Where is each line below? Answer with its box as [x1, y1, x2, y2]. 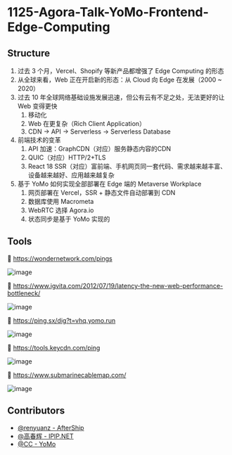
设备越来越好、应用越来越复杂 [27, 171, 115, 179]
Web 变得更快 [17, 102, 58, 110]
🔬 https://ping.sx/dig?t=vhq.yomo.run [7, 316, 116, 324]
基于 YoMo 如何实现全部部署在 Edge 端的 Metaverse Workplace [17, 180, 202, 188]
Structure [7, 47, 51, 59]
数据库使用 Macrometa [27, 198, 94, 205]
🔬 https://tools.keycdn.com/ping [7, 343, 101, 352]
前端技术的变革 [17, 136, 61, 144]
